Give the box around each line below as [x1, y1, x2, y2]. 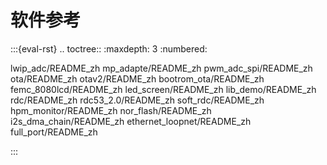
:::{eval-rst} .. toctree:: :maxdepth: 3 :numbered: [10, 42, 208, 55]
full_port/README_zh [10, 126, 98, 138]
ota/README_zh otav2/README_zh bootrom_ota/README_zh [10, 72, 265, 85]
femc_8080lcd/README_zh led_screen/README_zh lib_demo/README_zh [10, 83, 317, 95]
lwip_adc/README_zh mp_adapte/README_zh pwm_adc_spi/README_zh [10, 62, 313, 74]
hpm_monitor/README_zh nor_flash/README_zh [10, 104, 212, 116]
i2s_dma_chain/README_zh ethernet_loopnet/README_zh [10, 115, 252, 127]
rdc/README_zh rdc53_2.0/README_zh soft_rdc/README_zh [10, 94, 265, 106]
